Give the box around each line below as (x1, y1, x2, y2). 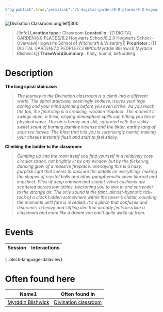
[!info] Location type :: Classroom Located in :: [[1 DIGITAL (16, 30, 132, 35)
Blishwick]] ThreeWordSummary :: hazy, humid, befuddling (16, 50, 135, 56)
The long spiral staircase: (5, 83, 57, 89)
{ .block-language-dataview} (5, 256, 63, 262)
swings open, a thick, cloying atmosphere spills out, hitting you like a (16, 114, 155, 119)
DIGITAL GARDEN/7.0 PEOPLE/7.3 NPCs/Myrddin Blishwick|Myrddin (16, 45, 153, 51)
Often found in (61, 291, 96, 297)
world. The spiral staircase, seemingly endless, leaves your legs (16, 98, 146, 104)
